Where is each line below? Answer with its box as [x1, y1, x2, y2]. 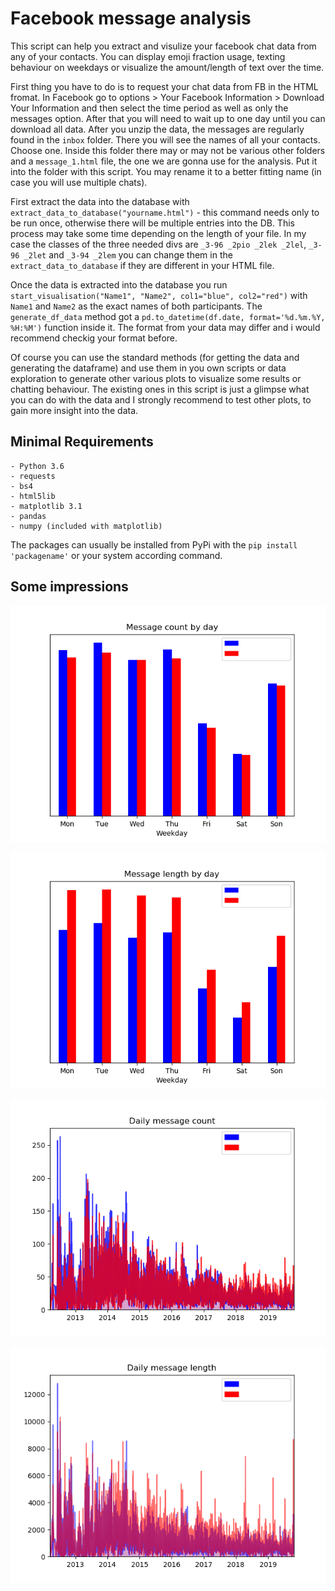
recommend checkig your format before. [10, 332, 178, 344]
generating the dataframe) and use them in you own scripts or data [10, 362, 287, 374]
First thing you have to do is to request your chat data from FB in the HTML [10, 80, 319, 92]
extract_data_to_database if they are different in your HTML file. [10, 259, 275, 271]
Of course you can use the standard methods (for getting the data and [10, 351, 300, 363]
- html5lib [10, 491, 56, 501]
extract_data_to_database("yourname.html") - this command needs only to [10, 206, 320, 218]
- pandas [10, 511, 47, 521]
